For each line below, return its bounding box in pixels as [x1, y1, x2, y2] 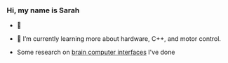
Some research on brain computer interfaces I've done [16, 48, 175, 57]
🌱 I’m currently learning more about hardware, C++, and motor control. [16, 35, 222, 43]
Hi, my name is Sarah [6, 6, 80, 15]
